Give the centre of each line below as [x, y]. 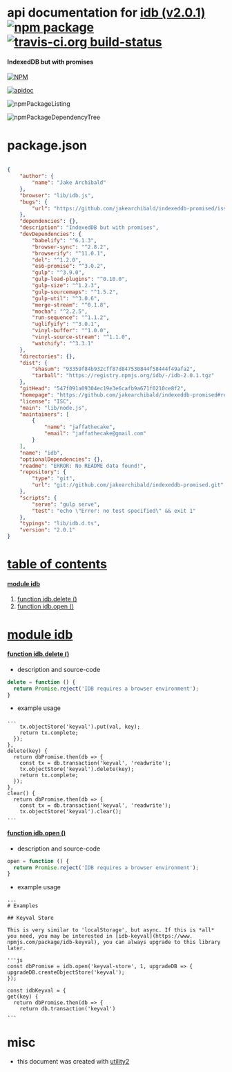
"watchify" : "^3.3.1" [63, 343]
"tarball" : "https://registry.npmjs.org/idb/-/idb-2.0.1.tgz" [123, 376]
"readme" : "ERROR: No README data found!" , [83, 466]
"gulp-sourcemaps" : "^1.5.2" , [75, 292]
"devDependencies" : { [50, 234]
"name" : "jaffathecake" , [80, 427]
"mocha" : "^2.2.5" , [60, 311]
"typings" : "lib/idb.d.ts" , [60, 524]
